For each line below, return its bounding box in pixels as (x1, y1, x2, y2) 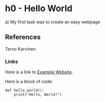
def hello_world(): (5, 88, 45, 93)
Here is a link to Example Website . (5, 69, 73, 75)
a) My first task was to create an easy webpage (5, 19, 101, 25)
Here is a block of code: (5, 79, 53, 85)
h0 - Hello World (5, 3, 73, 14)
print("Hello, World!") (14, 92, 62, 97)
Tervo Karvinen (5, 46, 36, 51)
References (5, 33, 41, 41)
